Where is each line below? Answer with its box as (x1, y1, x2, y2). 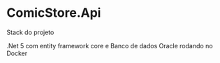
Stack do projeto (6, 28, 54, 36)
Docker (6, 49, 28, 57)
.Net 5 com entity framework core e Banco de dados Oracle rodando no (6, 41, 214, 50)
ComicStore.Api (6, 5, 101, 21)
